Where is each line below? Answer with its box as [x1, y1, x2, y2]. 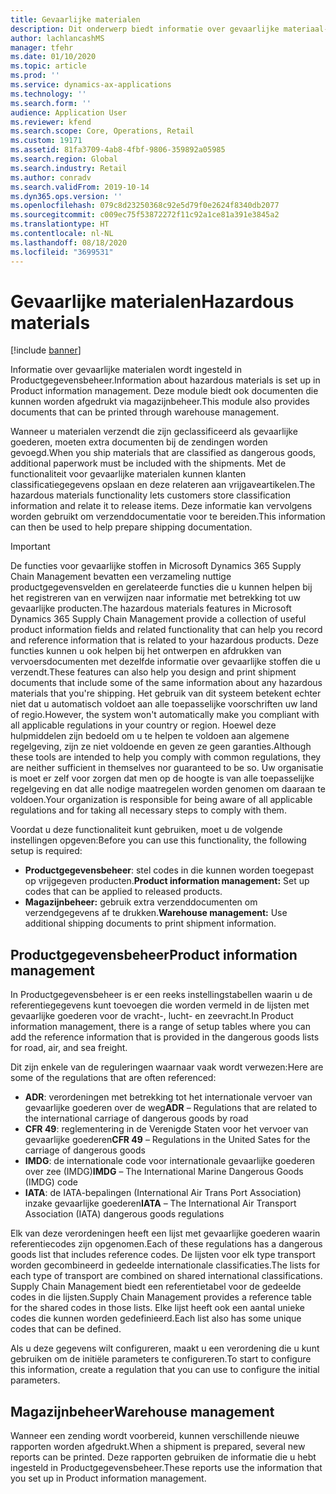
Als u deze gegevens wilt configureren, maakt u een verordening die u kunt [10, 1342, 320, 1355]
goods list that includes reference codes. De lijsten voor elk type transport [10, 1249, 316, 1261]
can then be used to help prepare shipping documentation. [10, 521, 253, 533]
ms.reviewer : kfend [10, 117, 92, 127]
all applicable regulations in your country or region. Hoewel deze [10, 719, 277, 731]
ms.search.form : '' [10, 98, 92, 108]
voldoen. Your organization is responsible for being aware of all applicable [10, 794, 313, 806]
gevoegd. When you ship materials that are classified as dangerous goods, [10, 447, 317, 459]
